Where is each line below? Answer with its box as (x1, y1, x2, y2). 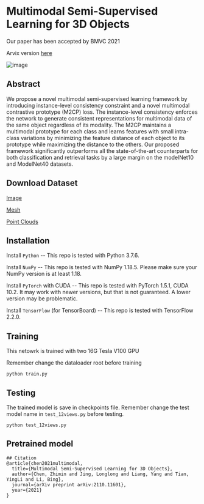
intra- (174, 127, 189, 135)
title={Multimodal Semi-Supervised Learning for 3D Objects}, (12, 465, 173, 472)
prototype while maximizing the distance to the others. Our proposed (6, 141, 180, 148)
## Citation (6, 454, 37, 461)
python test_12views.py (6, 422, 67, 428)
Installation (6, 235, 50, 246)
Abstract (6, 79, 41, 89)
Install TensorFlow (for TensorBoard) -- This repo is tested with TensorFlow (6, 307, 194, 314)
